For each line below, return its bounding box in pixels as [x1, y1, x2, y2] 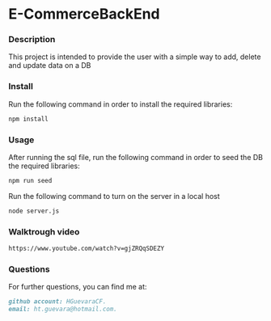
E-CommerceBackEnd [8, 5, 160, 23]
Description [8, 34, 56, 45]
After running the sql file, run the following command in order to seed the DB [8, 152, 264, 162]
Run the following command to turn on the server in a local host [8, 191, 220, 201]
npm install [8, 115, 49, 123]
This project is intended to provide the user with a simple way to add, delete [8, 52, 261, 61]
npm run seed [8, 176, 53, 184]
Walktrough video [8, 226, 80, 237]
